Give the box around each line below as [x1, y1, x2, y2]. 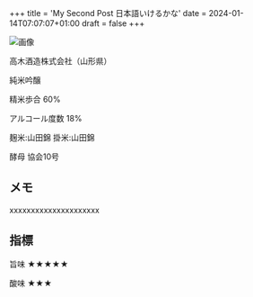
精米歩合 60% [9, 94, 61, 104]
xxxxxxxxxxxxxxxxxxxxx [9, 204, 100, 215]
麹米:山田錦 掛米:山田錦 [9, 132, 96, 142]
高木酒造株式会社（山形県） [9, 56, 112, 66]
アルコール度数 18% [9, 113, 83, 123]
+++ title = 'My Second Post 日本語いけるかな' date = [9, 8, 207, 18]
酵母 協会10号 [9, 151, 60, 162]
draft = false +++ [82, 18, 145, 29]
